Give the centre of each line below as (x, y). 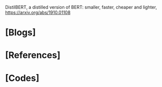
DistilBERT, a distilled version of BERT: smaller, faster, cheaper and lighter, (81, 7)
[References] (33, 55)
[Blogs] (20, 33)
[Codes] (22, 78)
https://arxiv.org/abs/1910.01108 (38, 12)
